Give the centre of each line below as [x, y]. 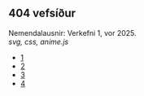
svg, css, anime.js [39, 41]
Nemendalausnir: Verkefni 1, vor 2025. [72, 33]
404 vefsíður [42, 13]
